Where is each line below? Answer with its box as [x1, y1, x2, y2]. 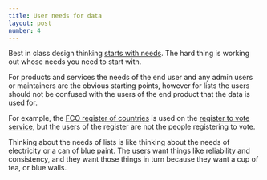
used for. [8, 98, 38, 108]
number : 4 [8, 26, 42, 34]
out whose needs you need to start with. [8, 57, 142, 66]
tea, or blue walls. [8, 163, 67, 173]
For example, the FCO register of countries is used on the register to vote [8, 114, 250, 123]
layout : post [8, 19, 52, 27]
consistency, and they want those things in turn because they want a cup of [8, 154, 259, 164]
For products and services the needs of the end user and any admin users [8, 73, 253, 82]
